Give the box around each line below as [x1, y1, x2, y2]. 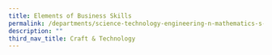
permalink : [8, 19, 45, 27]
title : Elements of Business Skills [8, 11, 132, 20]
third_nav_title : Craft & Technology [8, 34, 136, 43]
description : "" [8, 27, 63, 35]
